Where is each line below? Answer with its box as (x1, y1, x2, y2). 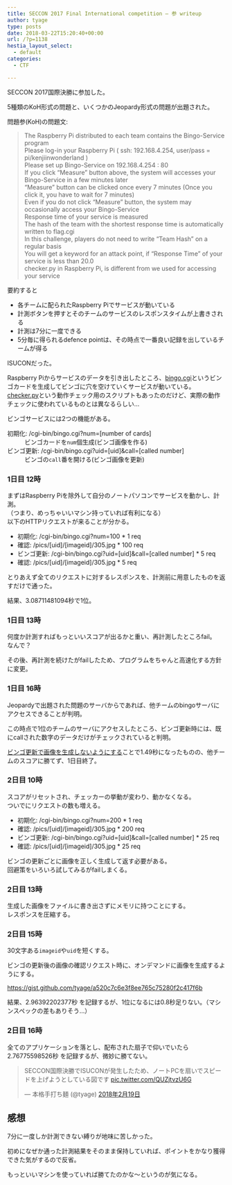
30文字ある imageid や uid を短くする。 (7, 946, 113, 955)
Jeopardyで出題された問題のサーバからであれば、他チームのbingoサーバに (7, 701, 220, 709)
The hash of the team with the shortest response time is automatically (24, 219, 224, 228)
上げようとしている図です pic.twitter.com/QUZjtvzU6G (36, 1075, 192, 1084)
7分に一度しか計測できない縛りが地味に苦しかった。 (7, 1132, 157, 1140)
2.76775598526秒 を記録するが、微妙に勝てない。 (7, 1052, 151, 1060)
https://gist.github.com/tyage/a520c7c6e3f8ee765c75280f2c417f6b (7, 984, 203, 992)
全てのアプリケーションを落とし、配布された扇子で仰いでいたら (7, 1043, 189, 1051)
